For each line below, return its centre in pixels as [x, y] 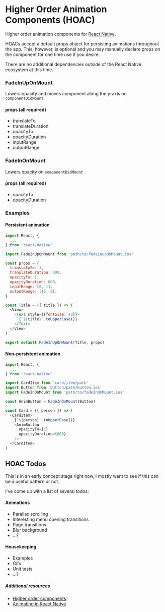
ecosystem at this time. [29, 70]
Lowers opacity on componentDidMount [44, 172]
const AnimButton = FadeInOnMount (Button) [50, 402]
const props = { [22, 263]
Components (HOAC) [50, 20]
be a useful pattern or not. [32, 481]
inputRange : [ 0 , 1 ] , [31, 287]
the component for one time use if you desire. [53, 54]
